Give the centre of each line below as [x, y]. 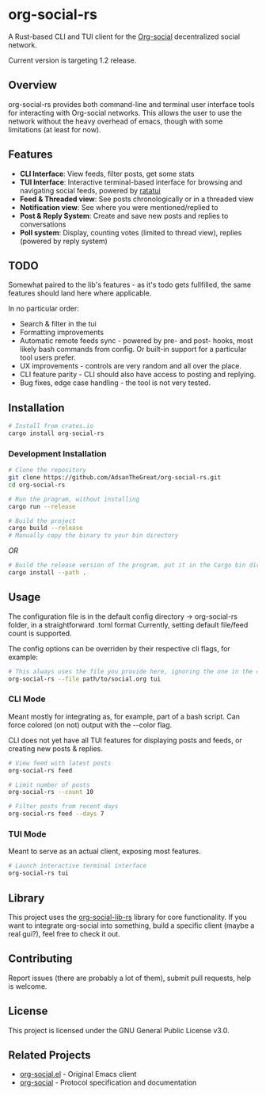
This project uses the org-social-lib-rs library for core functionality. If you [127, 917]
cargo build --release [46, 528]
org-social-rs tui [38, 873]
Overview [33, 85]
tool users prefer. [47, 357]
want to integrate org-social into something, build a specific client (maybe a [131, 925]
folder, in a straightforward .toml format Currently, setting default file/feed [128, 624]
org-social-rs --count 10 [51, 792]
